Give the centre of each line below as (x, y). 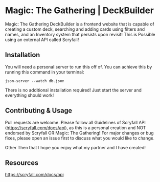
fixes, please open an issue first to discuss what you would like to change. (80, 138)
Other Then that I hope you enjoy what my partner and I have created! (75, 147)
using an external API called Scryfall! (42, 40)
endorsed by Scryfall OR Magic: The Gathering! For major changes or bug (80, 133)
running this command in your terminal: (45, 72)
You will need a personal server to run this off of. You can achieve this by (79, 67)
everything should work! (30, 95)
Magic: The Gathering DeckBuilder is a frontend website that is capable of (80, 24)
